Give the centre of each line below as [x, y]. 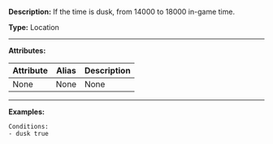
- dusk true [28, 133]
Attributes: [27, 51]
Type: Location [34, 27]
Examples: [26, 112]
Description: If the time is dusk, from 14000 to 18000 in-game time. [122, 12]
